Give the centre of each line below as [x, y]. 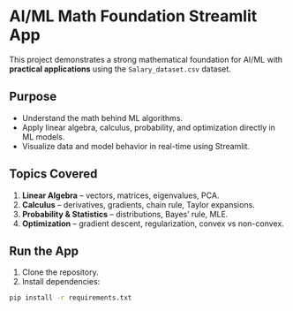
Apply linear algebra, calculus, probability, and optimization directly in [149, 127]
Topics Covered [53, 174]
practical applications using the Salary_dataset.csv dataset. [120, 69]
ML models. [43, 137]
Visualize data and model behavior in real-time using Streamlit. [135, 146]
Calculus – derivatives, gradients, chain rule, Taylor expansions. [139, 204]
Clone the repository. [60, 272]
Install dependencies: [61, 282]
